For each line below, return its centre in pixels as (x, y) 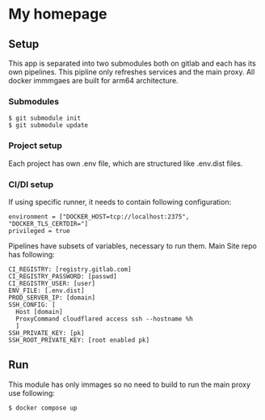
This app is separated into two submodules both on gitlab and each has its (132, 63)
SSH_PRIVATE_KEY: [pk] (46, 333)
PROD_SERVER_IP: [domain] (52, 297)
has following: (32, 254)
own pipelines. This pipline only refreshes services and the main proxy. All (132, 72)
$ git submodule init (45, 118)
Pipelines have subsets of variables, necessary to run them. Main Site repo (132, 246)
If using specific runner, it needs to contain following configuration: (120, 202)
